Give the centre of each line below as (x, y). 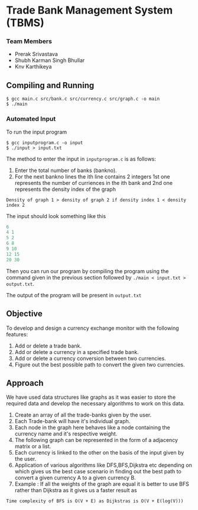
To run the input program (37, 132)
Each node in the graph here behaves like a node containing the (92, 428)
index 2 (16, 205)
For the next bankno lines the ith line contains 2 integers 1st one (92, 176)
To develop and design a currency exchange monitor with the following (92, 328)
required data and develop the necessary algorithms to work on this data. (95, 404)
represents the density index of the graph (65, 189)
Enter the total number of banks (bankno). (66, 170)
